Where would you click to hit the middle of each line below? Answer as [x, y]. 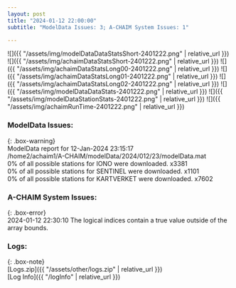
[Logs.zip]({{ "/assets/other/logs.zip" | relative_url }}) [85, 269]
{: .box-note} [26, 262]
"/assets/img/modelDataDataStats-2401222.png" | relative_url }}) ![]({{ [120, 92]
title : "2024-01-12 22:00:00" [52, 21]
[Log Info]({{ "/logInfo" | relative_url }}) [64, 277]
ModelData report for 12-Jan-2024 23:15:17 [70, 148]
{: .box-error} [27, 212]
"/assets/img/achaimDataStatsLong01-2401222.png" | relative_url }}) [117, 76]
